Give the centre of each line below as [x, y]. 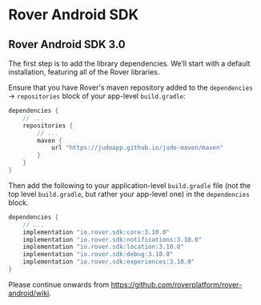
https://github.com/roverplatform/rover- [177, 284]
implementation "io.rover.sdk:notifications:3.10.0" [112, 239]
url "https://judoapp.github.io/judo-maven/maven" [137, 148]
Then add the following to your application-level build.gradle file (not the [130, 185]
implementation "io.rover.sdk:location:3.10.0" [103, 247]
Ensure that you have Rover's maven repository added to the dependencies [131, 87]
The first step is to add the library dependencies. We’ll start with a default [129, 63]
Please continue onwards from [59, 284]
